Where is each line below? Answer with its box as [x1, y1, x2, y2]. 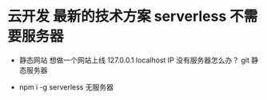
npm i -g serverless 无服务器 [18, 82, 114, 92]
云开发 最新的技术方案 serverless [7, 7, 227, 26]
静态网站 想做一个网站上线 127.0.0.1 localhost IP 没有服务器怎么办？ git [18, 55, 249, 65]
